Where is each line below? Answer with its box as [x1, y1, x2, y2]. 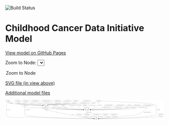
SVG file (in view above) [5, 80, 55, 86]
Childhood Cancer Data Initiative [5, 23, 145, 34]
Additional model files [5, 90, 50, 96]
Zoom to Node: [5, 59, 37, 66]
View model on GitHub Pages [5, 49, 67, 55]
